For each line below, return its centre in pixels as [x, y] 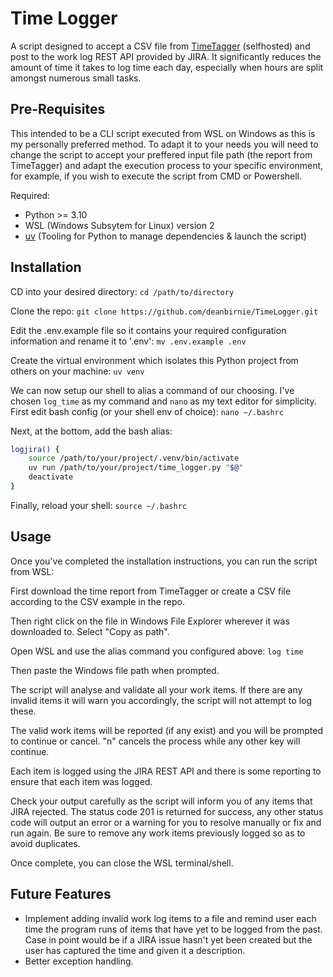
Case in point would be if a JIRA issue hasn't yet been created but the [168, 939]
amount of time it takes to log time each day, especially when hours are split [167, 67]
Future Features [61, 894]
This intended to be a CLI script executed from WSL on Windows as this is [163, 133]
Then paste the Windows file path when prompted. [115, 670]
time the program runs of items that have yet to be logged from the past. [173, 929]
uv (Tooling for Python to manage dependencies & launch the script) [165, 236]
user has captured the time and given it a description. [135, 950]
